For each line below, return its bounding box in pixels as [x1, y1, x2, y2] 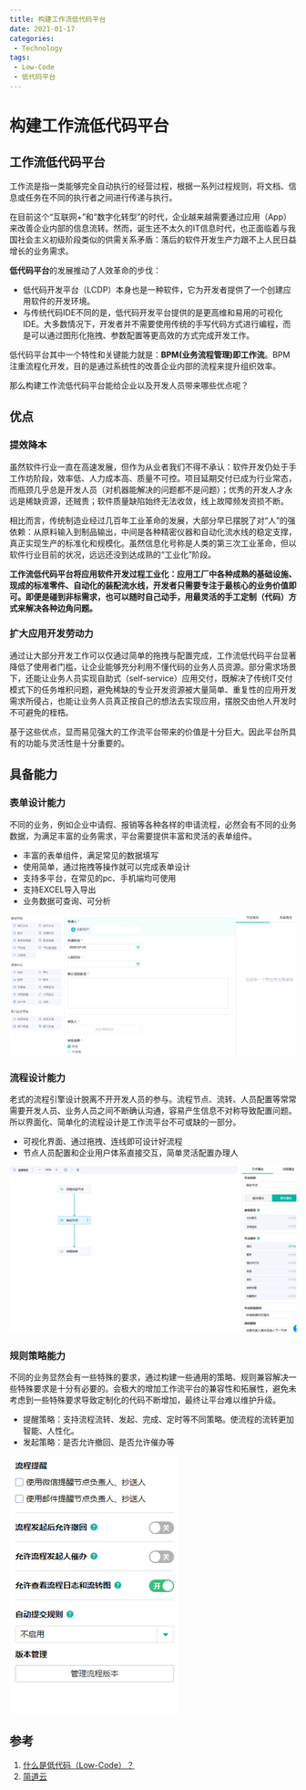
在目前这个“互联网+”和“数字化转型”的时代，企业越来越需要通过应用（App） [9, 211, 291, 222]
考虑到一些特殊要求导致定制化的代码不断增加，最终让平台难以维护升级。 [9, 1394, 280, 1405]
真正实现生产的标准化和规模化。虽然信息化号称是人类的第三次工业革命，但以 [9, 538, 297, 549]
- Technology [13, 44, 64, 53]
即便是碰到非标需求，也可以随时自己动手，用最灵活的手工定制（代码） [25, 591, 289, 602]
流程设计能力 [9, 1072, 66, 1085]
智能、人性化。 [22, 1425, 79, 1436]
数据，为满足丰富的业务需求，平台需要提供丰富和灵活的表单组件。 [9, 830, 257, 841]
